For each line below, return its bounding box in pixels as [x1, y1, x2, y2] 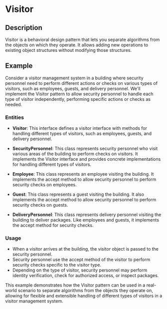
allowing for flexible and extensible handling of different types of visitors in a [5, 293, 163, 299]
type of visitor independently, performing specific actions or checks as [5, 96, 151, 102]
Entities [5, 114, 24, 121]
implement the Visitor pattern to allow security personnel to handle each [5, 91, 154, 97]
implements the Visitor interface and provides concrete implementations [12, 156, 161, 162]
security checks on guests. [12, 202, 68, 208]
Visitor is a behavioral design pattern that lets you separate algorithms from [5, 36, 160, 42]
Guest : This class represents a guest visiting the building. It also [12, 191, 145, 198]
